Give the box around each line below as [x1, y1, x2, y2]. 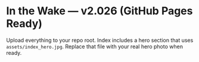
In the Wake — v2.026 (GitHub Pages [6, 4, 193, 18]
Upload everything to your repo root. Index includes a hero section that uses [6, 36, 194, 44]
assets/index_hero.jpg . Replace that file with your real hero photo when [6, 43, 184, 50]
